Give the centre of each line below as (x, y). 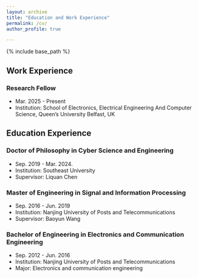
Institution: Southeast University (55, 170)
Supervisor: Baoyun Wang (48, 218)
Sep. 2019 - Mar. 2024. (44, 164)
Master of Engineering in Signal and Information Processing (96, 192)
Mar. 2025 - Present (40, 101)
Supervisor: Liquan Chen (46, 176)
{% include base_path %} (38, 52)
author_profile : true (34, 29)
